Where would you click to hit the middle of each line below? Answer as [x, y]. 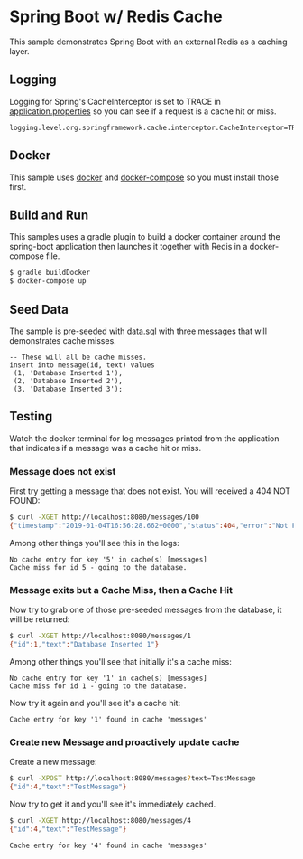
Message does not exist [63, 471]
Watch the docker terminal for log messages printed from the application [144, 438]
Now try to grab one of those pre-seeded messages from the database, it [146, 610]
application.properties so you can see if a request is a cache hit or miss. [143, 111]
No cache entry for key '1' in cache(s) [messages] [108, 678]
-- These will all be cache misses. [78, 357]
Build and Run [49, 215]
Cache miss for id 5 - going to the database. [98, 567]
